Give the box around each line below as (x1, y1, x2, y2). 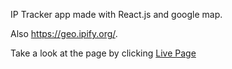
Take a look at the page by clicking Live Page (10, 47, 197, 59)
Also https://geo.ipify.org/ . (10, 28, 118, 39)
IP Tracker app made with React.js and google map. (10, 9, 223, 20)
